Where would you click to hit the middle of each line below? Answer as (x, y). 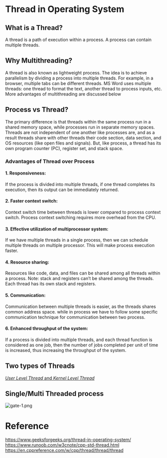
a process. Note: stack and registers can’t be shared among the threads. (80, 278)
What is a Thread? (34, 28)
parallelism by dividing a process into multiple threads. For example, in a (79, 78)
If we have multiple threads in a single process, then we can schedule (77, 240)
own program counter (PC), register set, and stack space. (64, 148)
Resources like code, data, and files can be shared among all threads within (83, 273)
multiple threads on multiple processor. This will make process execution (80, 245)
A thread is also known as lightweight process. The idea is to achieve (76, 72)
